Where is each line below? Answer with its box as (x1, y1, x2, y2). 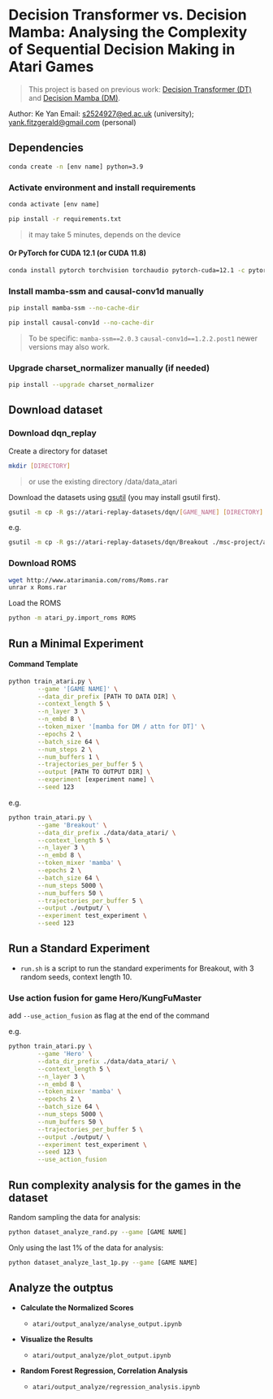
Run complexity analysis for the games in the (8, 1178, 241, 1192)
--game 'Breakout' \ (37, 821, 107, 829)
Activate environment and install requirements (8, 181, 197, 193)
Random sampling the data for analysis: (8, 1212, 141, 1222)
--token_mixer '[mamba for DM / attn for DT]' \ (37, 723, 206, 731)
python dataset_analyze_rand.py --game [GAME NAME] (8, 1227, 187, 1236)
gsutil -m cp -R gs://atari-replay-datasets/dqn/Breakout (8, 538, 209, 546)
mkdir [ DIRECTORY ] (8, 462, 71, 470)
